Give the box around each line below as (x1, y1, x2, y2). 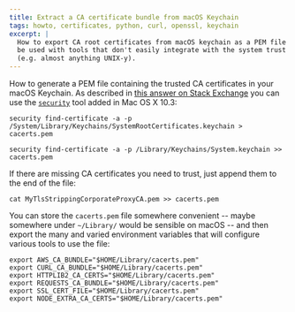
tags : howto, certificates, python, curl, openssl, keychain (9, 21, 239, 30)
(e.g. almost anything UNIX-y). (17, 54, 137, 63)
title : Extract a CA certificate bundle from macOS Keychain (9, 12, 239, 22)
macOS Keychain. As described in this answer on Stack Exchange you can (9, 88, 280, 98)
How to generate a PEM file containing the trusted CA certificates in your (9, 79, 274, 88)
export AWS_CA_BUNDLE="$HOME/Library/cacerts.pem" (9, 255, 200, 264)
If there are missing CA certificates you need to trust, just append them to (9, 169, 277, 179)
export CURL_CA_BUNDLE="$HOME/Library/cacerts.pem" (9, 263, 203, 272)
